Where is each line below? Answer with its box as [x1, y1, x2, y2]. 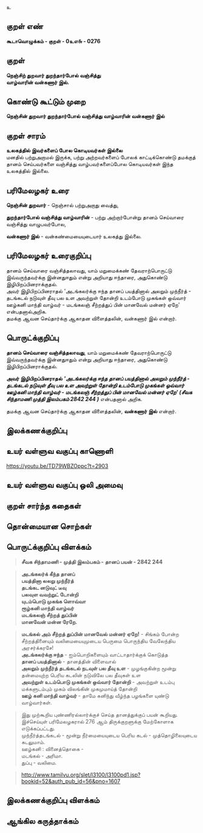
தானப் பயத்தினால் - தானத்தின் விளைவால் [21, 658, 116, 665]
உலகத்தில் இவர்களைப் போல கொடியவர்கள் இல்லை [6, 147, 123, 154]
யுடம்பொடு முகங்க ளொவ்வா [21, 598, 86, 605]
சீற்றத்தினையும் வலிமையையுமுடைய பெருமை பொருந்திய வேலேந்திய [21, 637, 176, 644]
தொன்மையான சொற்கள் [6, 521, 92, 532]
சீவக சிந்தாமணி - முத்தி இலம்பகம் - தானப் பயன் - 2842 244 [21, 558, 163, 565]
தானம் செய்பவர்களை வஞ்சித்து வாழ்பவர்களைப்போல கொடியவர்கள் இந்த [6, 161, 174, 168]
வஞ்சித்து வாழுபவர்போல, [6, 220, 67, 228]
